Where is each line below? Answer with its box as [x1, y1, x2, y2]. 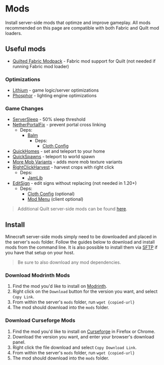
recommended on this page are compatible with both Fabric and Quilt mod [5, 25, 159, 31]
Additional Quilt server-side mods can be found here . [17, 206, 128, 212]
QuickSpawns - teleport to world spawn [12, 154, 95, 160]
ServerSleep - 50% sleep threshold [12, 116, 86, 123]
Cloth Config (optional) [27, 191, 75, 197]
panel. [12, 339, 26, 345]
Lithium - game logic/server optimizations [12, 87, 99, 93]
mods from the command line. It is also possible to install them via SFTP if [5, 244, 158, 250]
